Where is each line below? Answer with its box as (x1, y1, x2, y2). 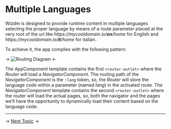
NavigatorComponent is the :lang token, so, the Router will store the (5, 76, 149, 82)
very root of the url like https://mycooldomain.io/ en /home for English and (5, 31, 159, 37)
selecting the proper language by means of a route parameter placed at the (5, 25, 163, 31)
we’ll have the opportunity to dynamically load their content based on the (5, 98, 159, 104)
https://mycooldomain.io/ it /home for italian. (5, 36, 97, 42)
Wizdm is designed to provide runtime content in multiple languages (5, 20, 149, 26)
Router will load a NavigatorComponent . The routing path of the (5, 71, 139, 77)
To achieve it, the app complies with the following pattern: (5, 46, 127, 52)
